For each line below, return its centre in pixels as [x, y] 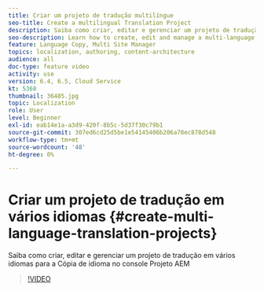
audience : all [31, 60]
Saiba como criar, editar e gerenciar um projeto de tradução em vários [122, 256]
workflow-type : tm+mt [44, 140]
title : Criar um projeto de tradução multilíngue [91, 15]
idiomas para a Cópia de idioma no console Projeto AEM [99, 263]
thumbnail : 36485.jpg [44, 96]
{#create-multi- [161, 217]
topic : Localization [42, 103]
